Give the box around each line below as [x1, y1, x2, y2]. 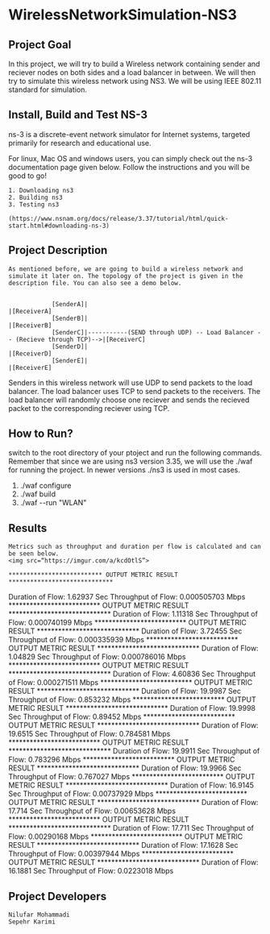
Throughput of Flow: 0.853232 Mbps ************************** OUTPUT [8, 695, 256, 704]
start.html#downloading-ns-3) [8, 222, 110, 230]
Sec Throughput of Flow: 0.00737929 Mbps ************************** [8, 789, 248, 799]
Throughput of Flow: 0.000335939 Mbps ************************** [8, 635, 239, 645]
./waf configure [19, 481, 72, 491]
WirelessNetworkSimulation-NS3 [8, 6, 238, 24]
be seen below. [8, 550, 60, 558]
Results [8, 521, 48, 535]
